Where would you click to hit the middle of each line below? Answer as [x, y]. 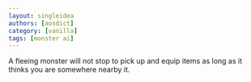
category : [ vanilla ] [43, 31]
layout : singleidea [41, 16]
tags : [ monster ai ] [41, 38]
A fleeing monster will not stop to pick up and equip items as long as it [125, 61]
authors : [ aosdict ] [41, 23]
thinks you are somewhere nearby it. [69, 70]
